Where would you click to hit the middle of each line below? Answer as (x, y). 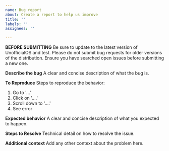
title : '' (16, 19)
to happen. (16, 124)
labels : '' (17, 24)
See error (22, 109)
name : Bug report (23, 10)
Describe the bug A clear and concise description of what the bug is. (77, 73)
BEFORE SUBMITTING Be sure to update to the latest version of (71, 47)
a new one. (17, 63)
